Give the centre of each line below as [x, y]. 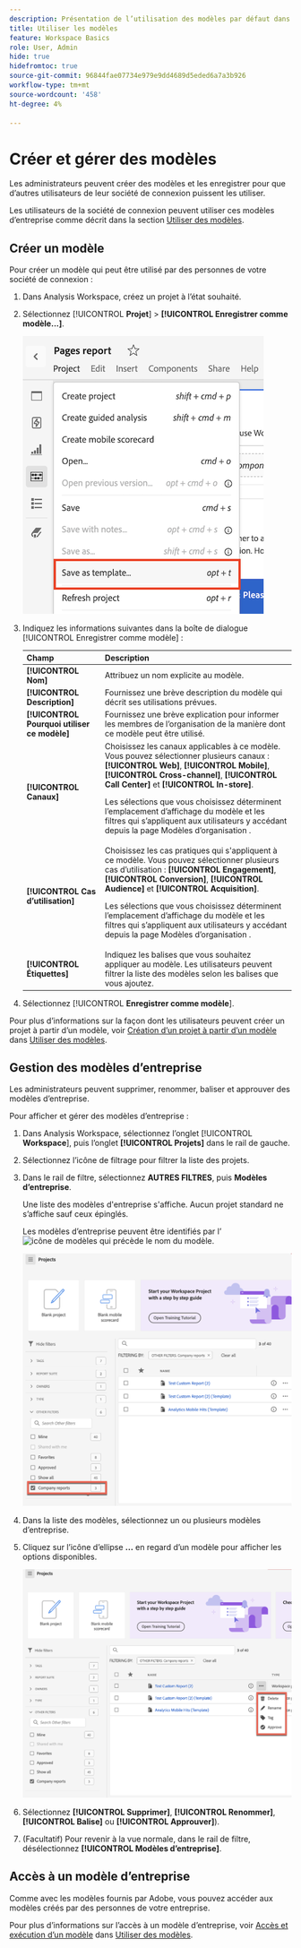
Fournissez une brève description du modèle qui [193, 693]
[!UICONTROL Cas [61, 892]
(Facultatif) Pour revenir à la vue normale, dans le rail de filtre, [136, 1839]
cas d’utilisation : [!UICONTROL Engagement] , [190, 869]
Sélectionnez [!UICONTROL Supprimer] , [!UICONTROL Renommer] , [149, 1812]
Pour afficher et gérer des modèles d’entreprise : [99, 1116]
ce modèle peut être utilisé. [155, 734]
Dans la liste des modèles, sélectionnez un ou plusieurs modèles [142, 1521]
